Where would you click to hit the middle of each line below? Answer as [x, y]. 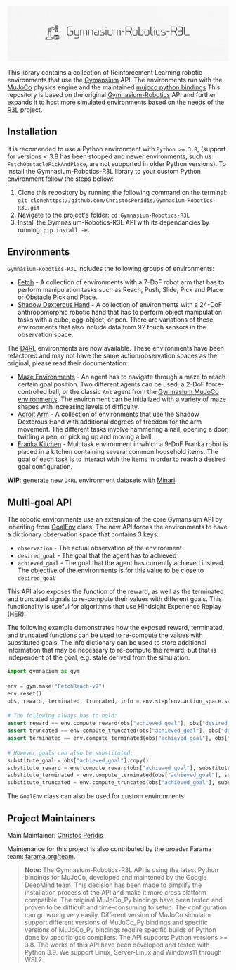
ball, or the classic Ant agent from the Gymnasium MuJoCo [133, 392]
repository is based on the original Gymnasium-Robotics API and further [112, 94]
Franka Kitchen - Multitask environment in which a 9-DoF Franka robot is [123, 444]
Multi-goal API [40, 502]
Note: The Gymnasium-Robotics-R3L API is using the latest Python [122, 870]
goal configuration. [45, 467]
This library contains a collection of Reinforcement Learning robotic [105, 72]
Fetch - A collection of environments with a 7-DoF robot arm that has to [121, 282]
